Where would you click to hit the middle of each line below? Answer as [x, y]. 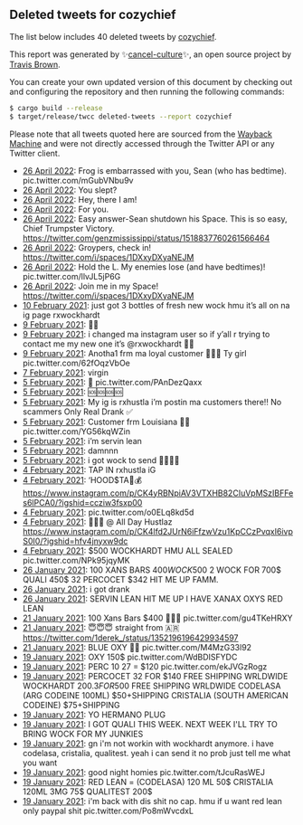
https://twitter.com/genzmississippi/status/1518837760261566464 [146, 238]
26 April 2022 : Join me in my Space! [90, 286]
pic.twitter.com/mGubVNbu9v [78, 180]
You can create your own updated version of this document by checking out [151, 81]
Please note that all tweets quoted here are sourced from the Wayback [141, 134]
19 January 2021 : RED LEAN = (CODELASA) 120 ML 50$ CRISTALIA [148, 782]
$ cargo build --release [56, 108]
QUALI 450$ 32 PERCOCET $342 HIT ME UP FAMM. [120, 579]
